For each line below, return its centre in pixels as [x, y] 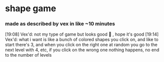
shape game [31, 9]
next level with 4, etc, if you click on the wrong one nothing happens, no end [82, 50]
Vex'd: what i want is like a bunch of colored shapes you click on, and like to [82, 40]
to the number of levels [28, 55]
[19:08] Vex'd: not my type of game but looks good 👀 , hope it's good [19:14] [82, 34]
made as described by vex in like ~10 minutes [60, 24]
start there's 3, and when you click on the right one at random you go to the [81, 45]
